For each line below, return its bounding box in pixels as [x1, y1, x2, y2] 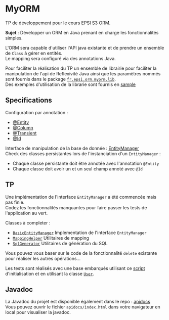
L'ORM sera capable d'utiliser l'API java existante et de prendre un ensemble [5, 44, 164, 51]
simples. [5, 35, 23, 41]
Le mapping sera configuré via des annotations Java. [5, 55, 116, 61]
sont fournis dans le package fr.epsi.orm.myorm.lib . [5, 76, 116, 82]
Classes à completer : [5, 219, 51, 225]
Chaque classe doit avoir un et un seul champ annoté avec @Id [12, 165, 143, 172]
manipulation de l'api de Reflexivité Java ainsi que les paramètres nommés [5, 70, 161, 76]
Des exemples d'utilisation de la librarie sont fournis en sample [5, 81, 136, 87]
